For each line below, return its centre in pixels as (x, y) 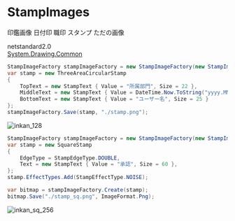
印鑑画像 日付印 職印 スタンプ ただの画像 (66, 32)
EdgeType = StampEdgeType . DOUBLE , (70, 158)
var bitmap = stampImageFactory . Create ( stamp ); (78, 190)
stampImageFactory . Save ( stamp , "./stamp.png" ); (78, 113)
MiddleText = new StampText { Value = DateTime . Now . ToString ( (112, 93)
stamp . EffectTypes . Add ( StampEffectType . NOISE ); (78, 178)
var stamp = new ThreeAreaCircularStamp (67, 73)
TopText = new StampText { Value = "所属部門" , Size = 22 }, (109, 86)
